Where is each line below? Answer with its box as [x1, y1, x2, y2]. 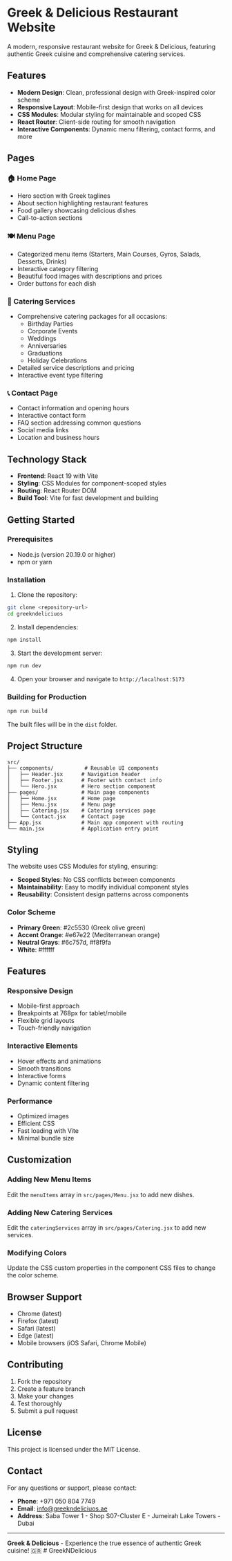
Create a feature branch [17, 1385, 86, 1393]
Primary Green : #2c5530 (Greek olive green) [17, 923, 146, 932]
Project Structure [7, 740, 83, 752]
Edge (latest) [17, 1331, 54, 1340]
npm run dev [7, 662, 41, 669]
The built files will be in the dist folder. [7, 720, 117, 728]
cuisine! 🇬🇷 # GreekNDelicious [7, 1546, 97, 1554]
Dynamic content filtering [17, 1079, 90, 1087]
